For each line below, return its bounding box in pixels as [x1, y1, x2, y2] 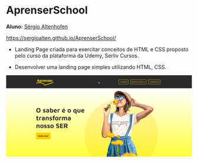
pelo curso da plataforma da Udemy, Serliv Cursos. [14, 52, 139, 59]
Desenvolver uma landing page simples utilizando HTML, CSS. [14, 63, 167, 71]
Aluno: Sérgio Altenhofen [6, 23, 68, 30]
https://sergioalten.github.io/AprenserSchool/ [6, 34, 117, 41]
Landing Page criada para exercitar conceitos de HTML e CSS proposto [14, 45, 189, 53]
